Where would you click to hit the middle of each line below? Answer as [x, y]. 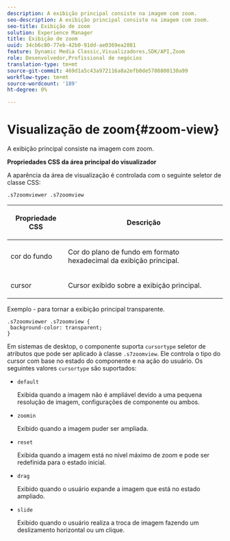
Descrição [143, 223]
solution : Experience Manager [50, 33]
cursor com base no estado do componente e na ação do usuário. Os [105, 361]
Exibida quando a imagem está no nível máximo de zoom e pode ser [113, 455]
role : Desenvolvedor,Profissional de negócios [75, 58]
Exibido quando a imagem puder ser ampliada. [82, 429]
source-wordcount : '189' [42, 84]
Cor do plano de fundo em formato [124, 252]
